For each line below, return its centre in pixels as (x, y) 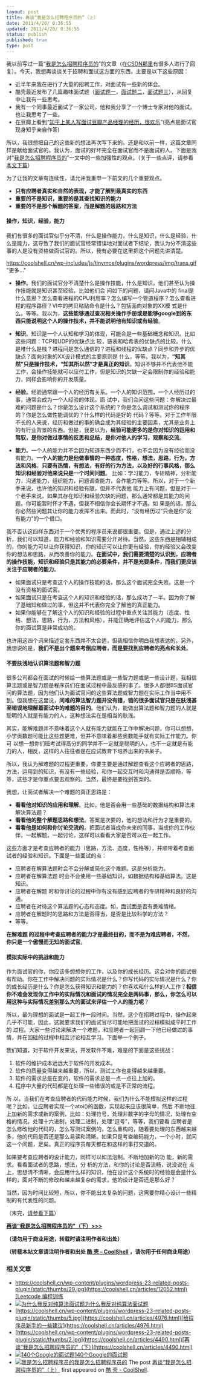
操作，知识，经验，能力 (35, 221)
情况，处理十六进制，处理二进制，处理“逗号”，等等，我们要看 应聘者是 (105, 1121)
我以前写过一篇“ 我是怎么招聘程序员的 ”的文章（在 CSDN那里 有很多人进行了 (98, 64)
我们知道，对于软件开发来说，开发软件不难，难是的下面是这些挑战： (91, 1050)
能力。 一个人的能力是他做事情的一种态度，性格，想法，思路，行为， (105, 458)
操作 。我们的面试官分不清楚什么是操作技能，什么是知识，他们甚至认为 (102, 283)
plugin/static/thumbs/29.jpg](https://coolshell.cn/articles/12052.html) (101, 1289)
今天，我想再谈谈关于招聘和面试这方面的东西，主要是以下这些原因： (104, 71)
